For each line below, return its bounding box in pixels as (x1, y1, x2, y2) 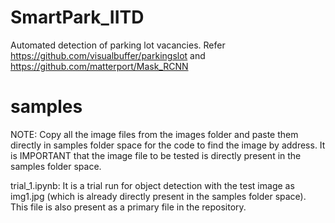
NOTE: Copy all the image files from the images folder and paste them (10, 128, 299, 140)
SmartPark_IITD (10, 6, 145, 29)
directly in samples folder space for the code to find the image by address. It (10, 139, 326, 151)
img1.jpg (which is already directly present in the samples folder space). (10, 190, 307, 202)
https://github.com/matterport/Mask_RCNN (10, 60, 189, 72)
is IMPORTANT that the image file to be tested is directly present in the (10, 149, 302, 161)
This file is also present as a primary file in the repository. (10, 201, 247, 213)
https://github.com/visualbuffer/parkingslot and (10, 49, 206, 61)
